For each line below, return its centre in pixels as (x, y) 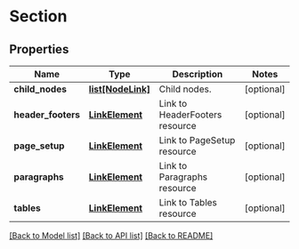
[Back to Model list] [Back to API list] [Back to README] (111, 236)
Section (38, 16)
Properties (39, 49)
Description (198, 74)
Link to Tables (188, 202)
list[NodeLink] (120, 89)
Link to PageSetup (197, 140)
